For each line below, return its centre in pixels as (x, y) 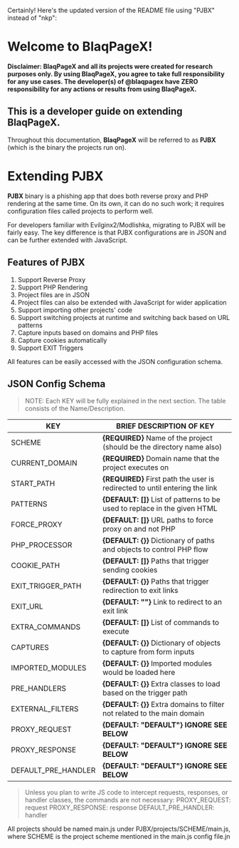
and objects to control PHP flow (155, 549)
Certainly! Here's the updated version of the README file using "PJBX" (111, 10)
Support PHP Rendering (53, 287)
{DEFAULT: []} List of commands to (161, 623)
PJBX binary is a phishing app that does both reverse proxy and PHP (108, 196)
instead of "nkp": (32, 18)
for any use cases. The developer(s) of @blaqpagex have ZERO (103, 81)
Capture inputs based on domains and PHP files (88, 332)
